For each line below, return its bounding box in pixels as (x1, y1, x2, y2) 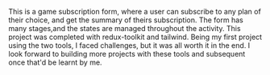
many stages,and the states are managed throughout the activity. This (8, 24, 241, 33)
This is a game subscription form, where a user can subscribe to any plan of (8, 7, 262, 16)
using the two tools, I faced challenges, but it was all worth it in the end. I (8, 41, 251, 50)
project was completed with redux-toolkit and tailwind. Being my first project (8, 32, 263, 41)
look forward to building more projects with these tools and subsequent (8, 49, 246, 58)
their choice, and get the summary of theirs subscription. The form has (8, 15, 243, 25)
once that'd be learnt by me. (8, 57, 102, 67)
